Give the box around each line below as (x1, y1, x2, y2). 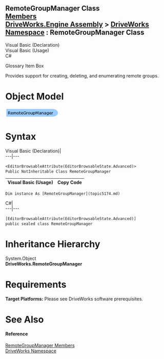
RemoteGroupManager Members (5, 342, 75, 348)
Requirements (5, 278, 67, 290)
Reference (5, 331, 28, 337)
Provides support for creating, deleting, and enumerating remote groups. (5, 72, 159, 79)
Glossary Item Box (5, 63, 44, 69)
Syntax (5, 130, 36, 142)
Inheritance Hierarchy (5, 238, 100, 250)
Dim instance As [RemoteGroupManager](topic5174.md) (5, 191, 120, 196)
